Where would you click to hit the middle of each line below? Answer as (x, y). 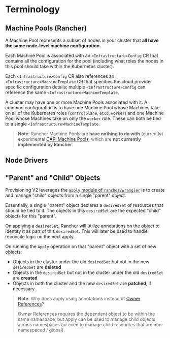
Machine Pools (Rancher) (46, 28)
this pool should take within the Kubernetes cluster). (60, 66)
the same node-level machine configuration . (53, 46)
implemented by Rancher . (45, 144)
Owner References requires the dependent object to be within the (86, 314)
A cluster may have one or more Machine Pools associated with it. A (76, 102)
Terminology (32, 9)
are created (25, 278)
